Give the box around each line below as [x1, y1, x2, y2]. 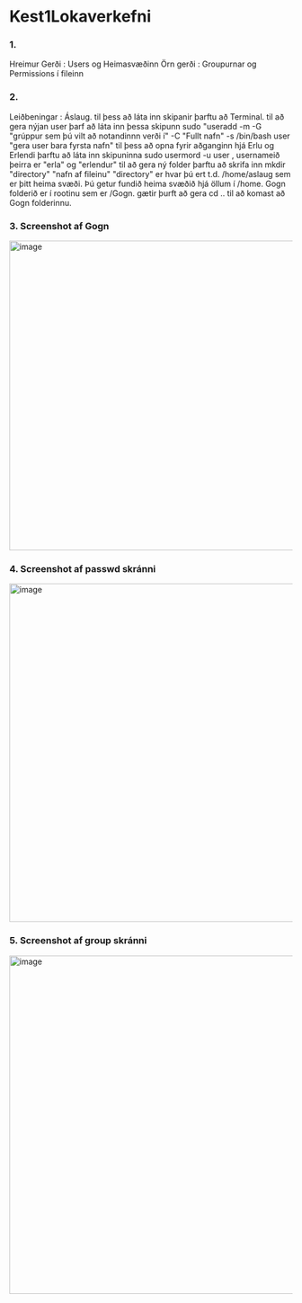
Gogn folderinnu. [9, 197, 72, 208]
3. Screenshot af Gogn [9, 219, 110, 232]
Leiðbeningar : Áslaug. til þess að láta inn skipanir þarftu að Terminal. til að [9, 111, 285, 122]
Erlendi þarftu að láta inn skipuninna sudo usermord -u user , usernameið [9, 149, 280, 160]
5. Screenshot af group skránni [9, 934, 147, 947]
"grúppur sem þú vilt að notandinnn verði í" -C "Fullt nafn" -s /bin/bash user [9, 130, 290, 141]
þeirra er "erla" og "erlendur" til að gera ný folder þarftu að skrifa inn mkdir [9, 159, 286, 170]
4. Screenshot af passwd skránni [9, 563, 156, 575]
